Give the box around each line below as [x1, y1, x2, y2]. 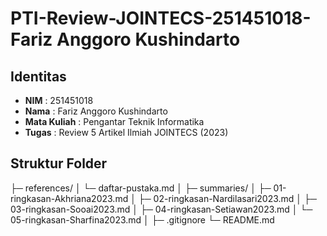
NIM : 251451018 [24, 95, 94, 106]
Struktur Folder [10, 155, 108, 172]
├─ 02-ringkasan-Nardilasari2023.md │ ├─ [138, 192, 317, 204]
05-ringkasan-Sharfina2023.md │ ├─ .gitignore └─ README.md [10, 213, 275, 226]
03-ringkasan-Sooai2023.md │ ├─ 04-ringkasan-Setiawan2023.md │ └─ [10, 203, 313, 215]
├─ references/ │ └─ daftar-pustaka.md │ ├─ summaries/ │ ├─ [10, 182, 272, 194]
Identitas [10, 68, 67, 85]
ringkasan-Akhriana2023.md [10, 192, 129, 204]
